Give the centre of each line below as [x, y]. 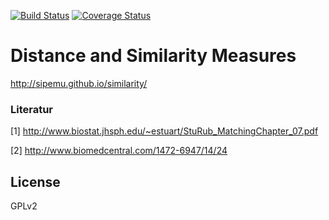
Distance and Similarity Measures [153, 56]
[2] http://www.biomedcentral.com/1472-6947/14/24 [119, 151]
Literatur [32, 109]
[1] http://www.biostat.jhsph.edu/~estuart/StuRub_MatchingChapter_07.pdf [164, 131]
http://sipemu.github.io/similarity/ [79, 83]
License [35, 181]
